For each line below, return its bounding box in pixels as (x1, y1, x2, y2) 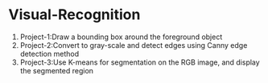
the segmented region (19, 65, 94, 75)
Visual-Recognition (8, 6, 141, 24)
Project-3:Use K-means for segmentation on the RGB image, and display (19, 57, 260, 67)
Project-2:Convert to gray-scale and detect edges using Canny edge (19, 40, 248, 49)
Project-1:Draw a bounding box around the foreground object (19, 32, 223, 41)
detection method (19, 49, 79, 58)
